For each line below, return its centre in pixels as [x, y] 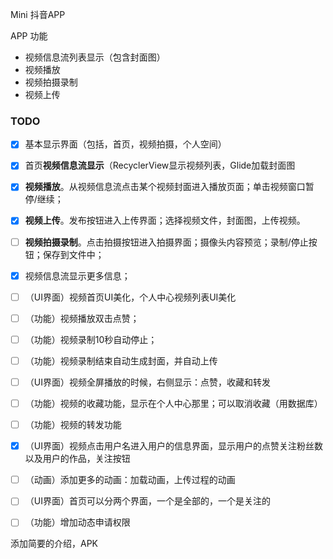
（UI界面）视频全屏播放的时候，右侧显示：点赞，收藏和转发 [147, 382]
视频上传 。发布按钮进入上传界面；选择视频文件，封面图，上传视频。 [165, 220]
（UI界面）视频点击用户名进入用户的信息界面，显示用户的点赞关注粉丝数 [173, 446]
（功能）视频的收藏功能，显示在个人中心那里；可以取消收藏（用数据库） [173, 403]
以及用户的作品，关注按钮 [77, 459]
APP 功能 [29, 36]
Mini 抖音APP [38, 14]
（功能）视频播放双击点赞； [82, 318]
